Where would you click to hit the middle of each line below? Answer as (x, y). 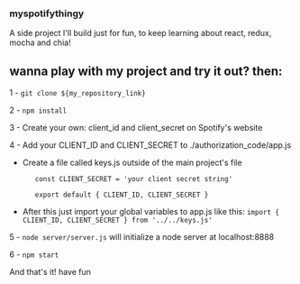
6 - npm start (34, 254)
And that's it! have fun (50, 272)
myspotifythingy (47, 14)
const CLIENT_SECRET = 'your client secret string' (134, 179)
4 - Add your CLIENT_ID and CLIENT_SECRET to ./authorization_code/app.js (150, 145)
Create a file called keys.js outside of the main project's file (132, 163)
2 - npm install (38, 110)
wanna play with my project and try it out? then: (146, 71)
